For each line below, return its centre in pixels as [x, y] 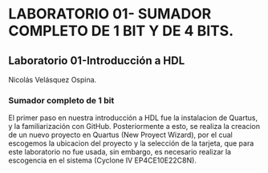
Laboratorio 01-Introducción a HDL [97, 60]
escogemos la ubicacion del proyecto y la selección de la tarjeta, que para [131, 143]
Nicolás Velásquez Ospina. [53, 80]
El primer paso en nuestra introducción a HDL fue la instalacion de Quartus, [133, 118]
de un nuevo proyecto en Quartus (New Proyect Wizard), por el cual [120, 135]
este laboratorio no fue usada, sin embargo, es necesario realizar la [120, 152]
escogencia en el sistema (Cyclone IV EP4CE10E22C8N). [102, 160]
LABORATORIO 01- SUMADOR [110, 14]
